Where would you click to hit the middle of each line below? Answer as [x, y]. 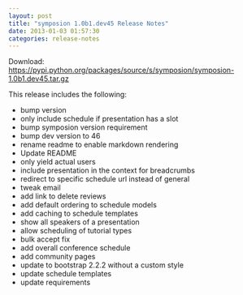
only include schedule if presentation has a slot [99, 119]
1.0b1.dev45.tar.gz [39, 79]
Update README [48, 153]
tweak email [40, 188]
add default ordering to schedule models [88, 205]
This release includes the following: [68, 95]
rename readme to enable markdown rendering [99, 145]
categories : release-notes [54, 38]
